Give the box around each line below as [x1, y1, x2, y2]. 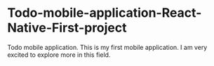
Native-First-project [7, 20, 128, 36]
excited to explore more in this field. [7, 51, 111, 59]
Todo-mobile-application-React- [7, 5, 202, 21]
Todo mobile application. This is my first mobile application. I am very [7, 43, 208, 51]
